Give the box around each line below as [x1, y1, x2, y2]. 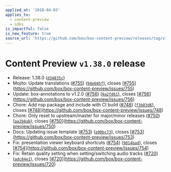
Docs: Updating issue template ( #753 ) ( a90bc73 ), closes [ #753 [12, 128, 143, 135]
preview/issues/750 [12, 123, 54, 129]
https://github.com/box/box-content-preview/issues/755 [14, 85, 133, 92]
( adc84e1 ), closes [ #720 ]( [12, 156, 66, 162]
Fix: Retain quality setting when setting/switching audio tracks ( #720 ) [12, 150, 158, 156]
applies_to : [5, 12, 31, 17]
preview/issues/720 [12, 161, 54, 167]
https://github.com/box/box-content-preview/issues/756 [14, 96, 133, 102]
